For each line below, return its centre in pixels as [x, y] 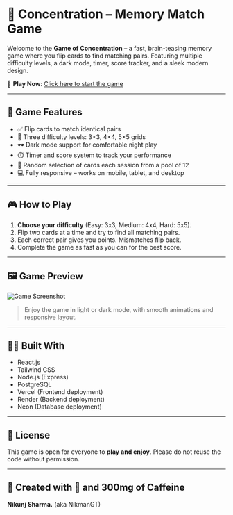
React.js [29, 362]
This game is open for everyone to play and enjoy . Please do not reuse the [114, 452]
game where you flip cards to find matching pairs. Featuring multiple [105, 56]
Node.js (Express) [43, 377]
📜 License [29, 435]
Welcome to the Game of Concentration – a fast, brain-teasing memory [110, 48]
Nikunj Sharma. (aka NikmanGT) [54, 504]
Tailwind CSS [36, 370]
